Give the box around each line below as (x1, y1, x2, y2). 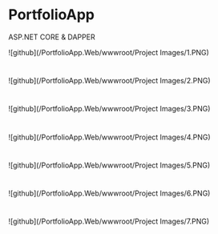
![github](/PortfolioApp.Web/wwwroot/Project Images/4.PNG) (8, 132, 211, 142)
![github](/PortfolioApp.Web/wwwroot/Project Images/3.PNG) (8, 104, 211, 114)
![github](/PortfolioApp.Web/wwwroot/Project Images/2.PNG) (8, 76, 211, 86)
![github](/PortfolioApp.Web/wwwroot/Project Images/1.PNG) (8, 47, 210, 57)
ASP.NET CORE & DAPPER (8, 32, 95, 42)
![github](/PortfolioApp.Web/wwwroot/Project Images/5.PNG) (8, 160, 211, 170)
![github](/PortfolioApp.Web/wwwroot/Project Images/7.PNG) (8, 216, 210, 226)
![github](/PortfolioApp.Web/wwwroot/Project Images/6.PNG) (8, 188, 211, 198)
